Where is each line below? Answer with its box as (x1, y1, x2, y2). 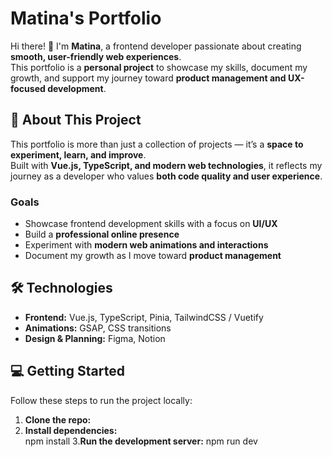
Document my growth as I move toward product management (24, 250, 282, 262)
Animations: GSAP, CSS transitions (24, 322, 172, 334)
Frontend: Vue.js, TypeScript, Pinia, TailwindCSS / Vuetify (24, 311, 264, 323)
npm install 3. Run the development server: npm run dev (24, 435, 258, 447)
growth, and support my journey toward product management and (10, 72, 287, 84)
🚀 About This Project (10, 112, 142, 129)
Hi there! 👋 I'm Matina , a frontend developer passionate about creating (10, 40, 302, 52)
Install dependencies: (24, 424, 118, 436)
